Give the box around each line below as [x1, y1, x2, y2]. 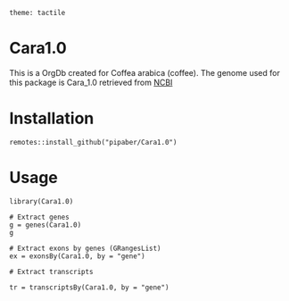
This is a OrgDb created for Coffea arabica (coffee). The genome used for [9, 67, 281, 78]
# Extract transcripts [9, 267, 94, 276]
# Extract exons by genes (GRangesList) [9, 244, 162, 253]
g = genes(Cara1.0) [9, 220, 82, 230]
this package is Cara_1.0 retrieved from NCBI [9, 77, 173, 88]
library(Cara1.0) [9, 196, 74, 205]
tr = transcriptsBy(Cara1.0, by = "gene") [9, 282, 169, 292]
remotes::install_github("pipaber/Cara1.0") [9, 138, 178, 146]
